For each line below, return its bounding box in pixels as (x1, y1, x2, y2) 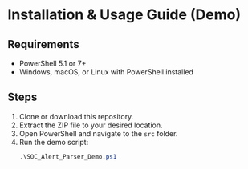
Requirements (7, 38, 79, 51)
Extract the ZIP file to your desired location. (18, 120, 163, 130)
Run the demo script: (18, 137, 89, 147)
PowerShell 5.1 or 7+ (18, 58, 87, 68)
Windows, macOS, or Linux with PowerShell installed (18, 67, 194, 77)
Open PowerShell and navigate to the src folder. (18, 128, 178, 138)
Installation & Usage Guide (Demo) (7, 6, 242, 24)
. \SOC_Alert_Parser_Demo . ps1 (18, 152, 117, 161)
